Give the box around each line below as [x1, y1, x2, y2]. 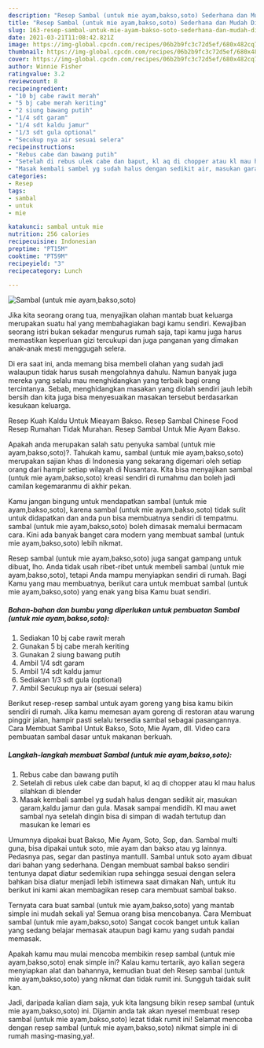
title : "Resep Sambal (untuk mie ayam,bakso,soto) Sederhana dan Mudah [8, 19, 247, 27]
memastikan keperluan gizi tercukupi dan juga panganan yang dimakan [8, 336, 239, 345]
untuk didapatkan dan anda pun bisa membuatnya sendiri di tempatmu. [8, 513, 239, 523]
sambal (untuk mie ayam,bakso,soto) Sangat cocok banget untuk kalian [8, 917, 240, 927]
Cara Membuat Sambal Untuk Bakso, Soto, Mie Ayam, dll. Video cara [8, 724, 230, 734]
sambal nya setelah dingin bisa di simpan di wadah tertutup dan [19, 811, 226, 822]
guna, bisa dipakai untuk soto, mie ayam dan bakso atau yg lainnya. [8, 844, 227, 853]
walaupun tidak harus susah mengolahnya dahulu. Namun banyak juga [8, 367, 237, 377]
